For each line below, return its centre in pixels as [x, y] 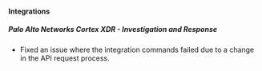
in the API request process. [64, 58]
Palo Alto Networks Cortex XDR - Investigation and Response [113, 30]
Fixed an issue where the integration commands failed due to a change [137, 49]
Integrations [29, 11]
